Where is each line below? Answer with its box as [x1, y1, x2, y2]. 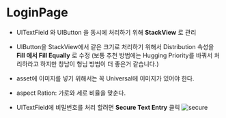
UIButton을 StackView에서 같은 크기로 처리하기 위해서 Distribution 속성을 [16, 42, 214, 50]
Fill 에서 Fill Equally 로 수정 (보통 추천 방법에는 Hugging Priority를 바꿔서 [16, 51, 213, 59]
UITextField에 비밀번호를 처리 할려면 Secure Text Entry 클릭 [16, 103, 180, 111]
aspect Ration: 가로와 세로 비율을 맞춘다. [16, 89, 126, 97]
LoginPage [6, 5, 69, 20]
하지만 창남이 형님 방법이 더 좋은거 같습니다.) [40, 59, 159, 68]
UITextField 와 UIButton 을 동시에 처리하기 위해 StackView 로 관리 [16, 28, 197, 36]
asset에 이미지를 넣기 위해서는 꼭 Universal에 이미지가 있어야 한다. [16, 74, 195, 83]
